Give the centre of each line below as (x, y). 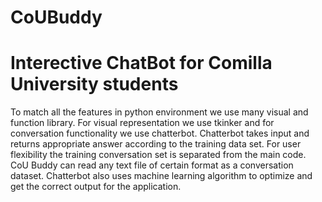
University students (94, 84)
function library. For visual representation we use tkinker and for (142, 123)
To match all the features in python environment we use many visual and (159, 112)
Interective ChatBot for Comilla (141, 63)
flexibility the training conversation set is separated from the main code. (158, 155)
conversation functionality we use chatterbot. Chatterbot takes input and (160, 133)
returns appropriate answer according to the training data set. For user (156, 144)
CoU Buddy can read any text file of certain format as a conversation (152, 165)
